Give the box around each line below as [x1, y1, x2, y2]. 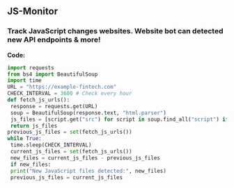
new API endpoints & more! [7, 35, 101, 44]
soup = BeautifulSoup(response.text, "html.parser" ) [10, 109, 167, 117]
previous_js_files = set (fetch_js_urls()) [7, 128, 132, 136]
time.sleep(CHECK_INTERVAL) [10, 142, 92, 148]
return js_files [10, 122, 58, 129]
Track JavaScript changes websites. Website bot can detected [7, 26, 224, 36]
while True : [7, 135, 42, 142]
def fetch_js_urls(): [7, 96, 70, 103]
